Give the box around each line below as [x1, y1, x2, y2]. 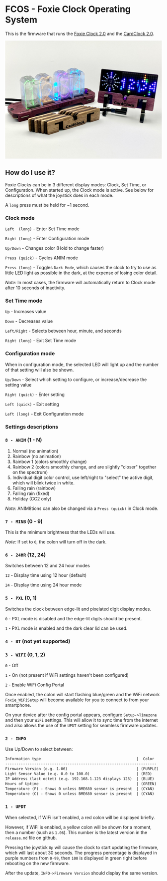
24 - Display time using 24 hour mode [5, 582, 82, 588]
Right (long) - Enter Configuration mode [5, 236, 89, 242]
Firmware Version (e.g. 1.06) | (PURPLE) [5, 767, 159, 772]
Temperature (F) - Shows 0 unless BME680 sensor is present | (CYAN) [5, 787, 155, 792]
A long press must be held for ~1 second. [5, 202, 89, 208]
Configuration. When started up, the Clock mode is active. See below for [5, 187, 154, 193]
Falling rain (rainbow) [12, 485, 56, 491]
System [5, 14, 38, 25]
